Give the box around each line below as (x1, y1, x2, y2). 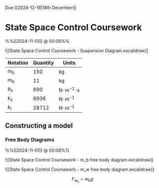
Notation (7, 59, 28, 66)
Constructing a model (5, 121, 73, 130)
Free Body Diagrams (5, 136, 55, 143)
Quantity (33, 59, 54, 66)
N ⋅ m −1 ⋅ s (58, 86, 80, 94)
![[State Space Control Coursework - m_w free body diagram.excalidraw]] (5, 166, 155, 172)
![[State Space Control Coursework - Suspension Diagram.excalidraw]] (5, 47, 149, 54)
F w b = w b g (72, 176, 93, 184)
